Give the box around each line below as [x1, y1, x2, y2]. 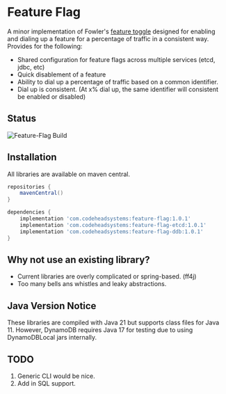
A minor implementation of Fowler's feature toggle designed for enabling [7, 27, 216, 36]
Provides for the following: [7, 42, 83, 50]
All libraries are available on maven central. [7, 170, 131, 178]
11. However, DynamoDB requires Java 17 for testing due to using [7, 326, 193, 334]
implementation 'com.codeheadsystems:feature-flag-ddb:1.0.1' [19, 228, 204, 235]
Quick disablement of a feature [17, 70, 106, 79]
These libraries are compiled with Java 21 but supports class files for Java [7, 318, 220, 327]
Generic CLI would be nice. [17, 372, 95, 380]
